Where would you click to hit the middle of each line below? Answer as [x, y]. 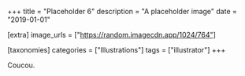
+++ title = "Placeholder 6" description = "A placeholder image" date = [122, 11]
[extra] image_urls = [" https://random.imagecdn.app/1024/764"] [111, 35]
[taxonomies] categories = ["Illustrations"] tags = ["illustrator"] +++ [117, 50]
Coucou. [21, 65]
